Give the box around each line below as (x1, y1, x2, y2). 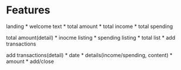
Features (6, 3, 51, 17)
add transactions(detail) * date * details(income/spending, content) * (6, 51, 173, 58)
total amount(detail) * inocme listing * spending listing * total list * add (6, 34, 175, 41)
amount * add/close (6, 58, 54, 65)
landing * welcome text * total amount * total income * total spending (6, 23, 173, 30)
